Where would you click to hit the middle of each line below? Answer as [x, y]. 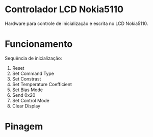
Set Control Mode [31, 100]
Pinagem [24, 127]
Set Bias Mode [27, 90]
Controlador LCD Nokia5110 [64, 9]
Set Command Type [33, 73]
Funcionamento [39, 44]
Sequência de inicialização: [33, 58]
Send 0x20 [24, 95]
